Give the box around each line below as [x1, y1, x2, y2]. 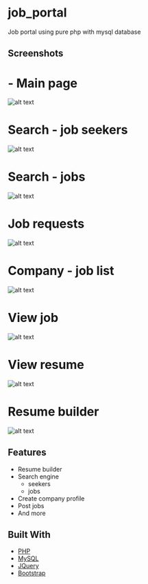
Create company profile [17, 494, 85, 503]
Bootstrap [17, 569, 46, 577]
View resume [8, 357, 84, 373]
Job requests [8, 216, 85, 232]
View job [8, 310, 59, 325]
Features [8, 447, 47, 459]
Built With [8, 529, 51, 541]
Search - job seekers [8, 122, 128, 138]
